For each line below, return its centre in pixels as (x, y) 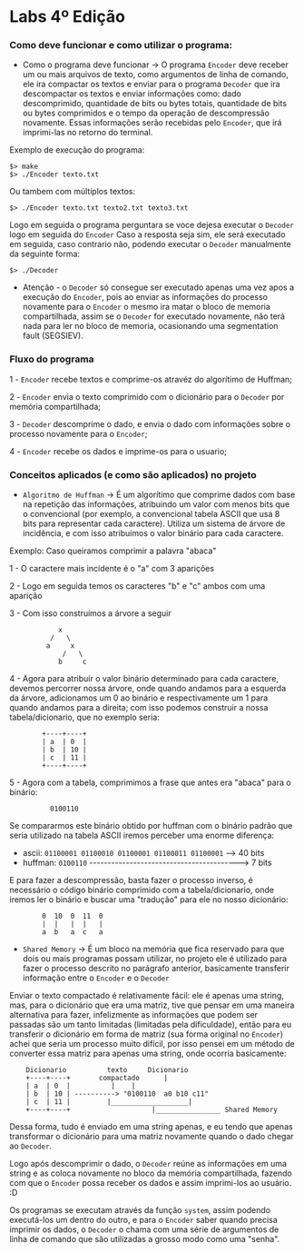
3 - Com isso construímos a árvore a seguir (90, 613)
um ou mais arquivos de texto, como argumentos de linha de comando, (155, 75)
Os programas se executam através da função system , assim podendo (140, 1210)
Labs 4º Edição (67, 17)
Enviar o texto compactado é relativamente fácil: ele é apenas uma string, (147, 996)
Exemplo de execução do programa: (77, 150)
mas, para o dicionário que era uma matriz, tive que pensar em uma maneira (152, 1005)
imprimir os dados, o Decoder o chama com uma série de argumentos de (144, 1229)
